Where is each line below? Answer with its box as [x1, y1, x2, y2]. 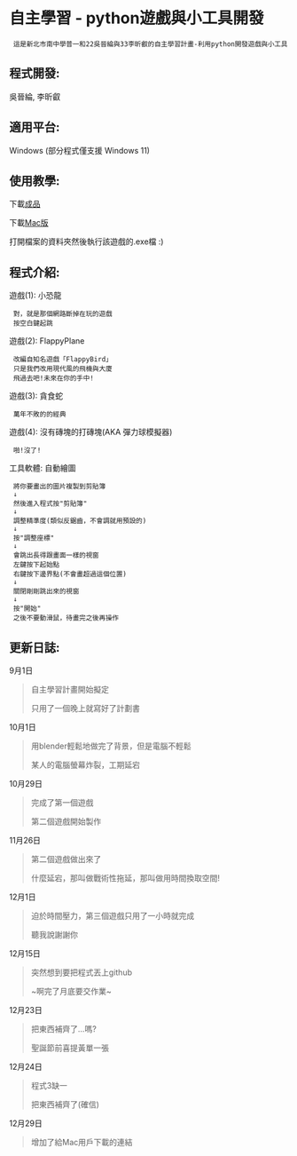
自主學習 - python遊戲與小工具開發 [9, 8, 264, 28]
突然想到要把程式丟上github [30, 967, 133, 978]
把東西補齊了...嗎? [30, 1024, 98, 1034]
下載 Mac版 [9, 218, 49, 228]
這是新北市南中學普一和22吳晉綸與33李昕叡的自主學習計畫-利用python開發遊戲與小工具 [12, 39, 288, 49]
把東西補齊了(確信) [30, 1099, 100, 1110]
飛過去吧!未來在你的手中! [12, 374, 95, 383]
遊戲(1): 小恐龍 [9, 290, 62, 301]
